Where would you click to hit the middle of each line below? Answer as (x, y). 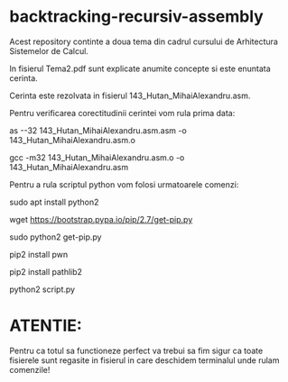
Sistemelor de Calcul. (49, 50)
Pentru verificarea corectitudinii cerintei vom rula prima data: (122, 113)
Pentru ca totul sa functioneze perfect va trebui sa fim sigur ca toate (136, 350)
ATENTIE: (46, 326)
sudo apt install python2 (54, 202)
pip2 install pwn (39, 254)
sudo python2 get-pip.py (56, 237)
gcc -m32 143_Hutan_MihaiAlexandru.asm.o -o (97, 157)
